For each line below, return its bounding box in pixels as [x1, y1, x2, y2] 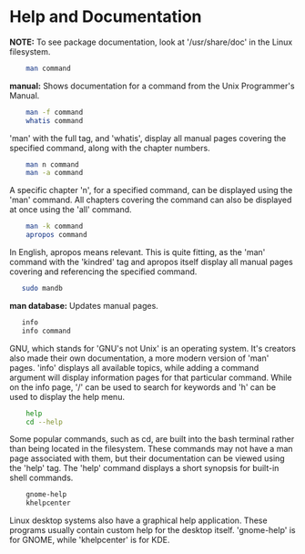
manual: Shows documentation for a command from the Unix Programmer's [9, 80, 295, 91]
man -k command [25, 221, 84, 231]
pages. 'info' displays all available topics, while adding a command [9, 362, 259, 373]
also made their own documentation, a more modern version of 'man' [9, 353, 269, 364]
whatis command [25, 116, 84, 125]
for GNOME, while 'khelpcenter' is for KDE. [9, 535, 170, 546]
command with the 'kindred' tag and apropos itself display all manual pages [9, 257, 293, 268]
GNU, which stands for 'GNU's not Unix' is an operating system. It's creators [9, 343, 296, 354]
